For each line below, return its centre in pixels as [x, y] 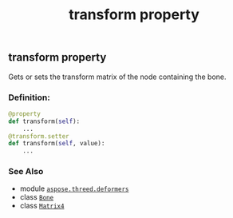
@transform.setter [39, 136]
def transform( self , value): [57, 144]
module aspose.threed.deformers [74, 188]
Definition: [29, 97]
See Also [26, 172]
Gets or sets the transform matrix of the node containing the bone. [117, 77]
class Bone [37, 197]
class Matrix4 [42, 206]
